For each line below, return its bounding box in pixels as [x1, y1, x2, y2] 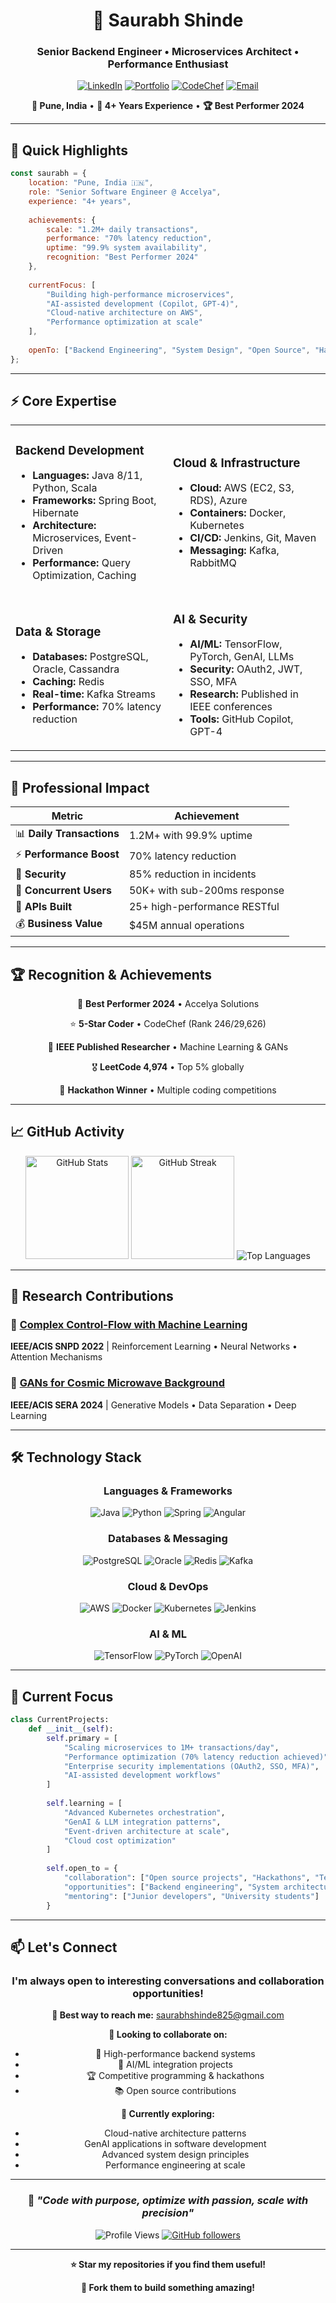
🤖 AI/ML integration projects [117, 2059, 233, 2071]
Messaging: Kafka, [189, 544, 280, 558]
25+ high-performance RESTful [128, 900, 280, 914]
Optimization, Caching [32, 569, 137, 583]
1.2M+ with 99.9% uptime [128, 828, 253, 842]
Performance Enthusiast [107, 57, 229, 71]
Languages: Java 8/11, [32, 469, 143, 483]
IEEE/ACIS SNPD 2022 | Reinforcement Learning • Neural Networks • [10, 1340, 298, 1353]
